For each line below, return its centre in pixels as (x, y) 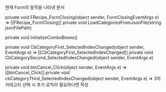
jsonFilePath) (19, 28)
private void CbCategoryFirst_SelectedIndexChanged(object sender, (75, 47)
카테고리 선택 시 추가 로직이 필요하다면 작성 (47, 85)
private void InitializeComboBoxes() (41, 37)
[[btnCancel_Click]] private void (37, 73)
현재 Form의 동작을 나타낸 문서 (35, 7)
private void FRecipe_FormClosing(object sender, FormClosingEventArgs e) (82, 17)
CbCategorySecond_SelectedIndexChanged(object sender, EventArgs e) (79, 58)
